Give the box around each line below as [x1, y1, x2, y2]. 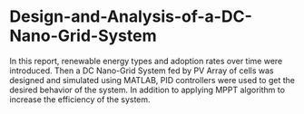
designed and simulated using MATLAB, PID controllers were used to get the [9, 74, 295, 85]
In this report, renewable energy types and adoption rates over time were [9, 55, 283, 66]
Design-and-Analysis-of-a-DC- [9, 6, 252, 27]
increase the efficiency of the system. [9, 93, 152, 105]
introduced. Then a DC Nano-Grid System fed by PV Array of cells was [9, 65, 274, 76]
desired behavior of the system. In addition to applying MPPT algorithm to [9, 84, 286, 95]
